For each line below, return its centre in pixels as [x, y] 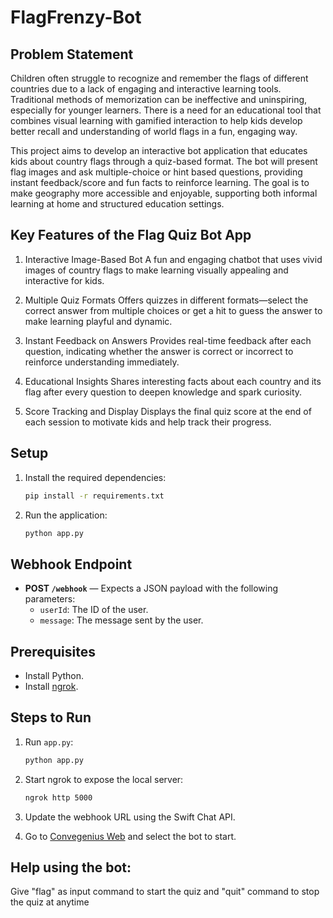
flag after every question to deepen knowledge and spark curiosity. [163, 392]
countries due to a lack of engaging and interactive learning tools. [146, 89]
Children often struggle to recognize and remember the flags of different [159, 78]
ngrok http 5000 [58, 797]
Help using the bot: [71, 867]
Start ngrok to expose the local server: [104, 779]
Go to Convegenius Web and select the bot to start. [130, 836]
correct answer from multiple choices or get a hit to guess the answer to [173, 310]
